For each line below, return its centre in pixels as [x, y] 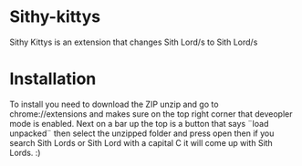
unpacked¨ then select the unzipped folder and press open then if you [142, 133]
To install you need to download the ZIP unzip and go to [114, 104]
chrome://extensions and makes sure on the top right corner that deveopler [151, 114]
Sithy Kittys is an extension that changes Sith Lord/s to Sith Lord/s [134, 42]
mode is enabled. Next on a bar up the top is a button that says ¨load [139, 123]
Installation [53, 79]
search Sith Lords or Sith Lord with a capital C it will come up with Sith [141, 142]
